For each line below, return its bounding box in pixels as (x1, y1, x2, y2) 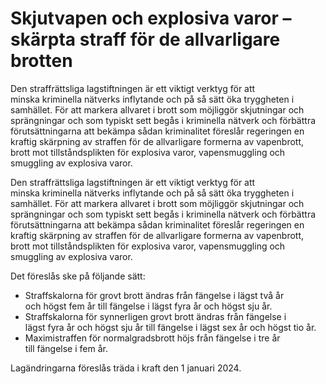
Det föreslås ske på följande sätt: (10, 270, 146, 282)
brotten (10, 50, 73, 72)
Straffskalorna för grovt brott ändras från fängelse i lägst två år (24, 289, 285, 301)
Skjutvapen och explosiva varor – (10, 7, 292, 30)
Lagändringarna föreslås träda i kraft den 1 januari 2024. (10, 362, 242, 374)
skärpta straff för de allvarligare (10, 28, 281, 51)
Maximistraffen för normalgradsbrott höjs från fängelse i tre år (24, 332, 281, 344)
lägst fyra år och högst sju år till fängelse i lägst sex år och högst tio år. (24, 321, 317, 333)
